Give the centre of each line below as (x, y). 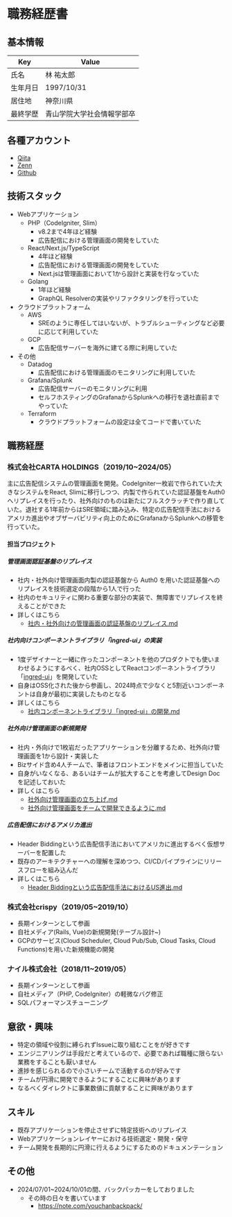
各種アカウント (39, 140)
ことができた (48, 606)
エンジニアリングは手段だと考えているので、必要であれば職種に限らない (120, 1053)
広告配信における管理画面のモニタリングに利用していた (117, 372)
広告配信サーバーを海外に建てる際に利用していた (108, 347)
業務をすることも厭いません (57, 1062)
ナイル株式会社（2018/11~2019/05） (69, 969)
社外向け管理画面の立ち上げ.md (72, 799)
